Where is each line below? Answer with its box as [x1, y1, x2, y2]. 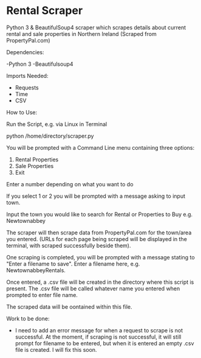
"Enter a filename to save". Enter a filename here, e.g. [6, 260, 140, 267]
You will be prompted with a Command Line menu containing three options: [6, 144, 195, 151]
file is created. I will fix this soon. [15, 346, 97, 353]
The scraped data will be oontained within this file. [6, 303, 132, 311]
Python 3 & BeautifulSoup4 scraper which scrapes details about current [6, 24, 186, 31]
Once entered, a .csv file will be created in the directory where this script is [6, 278, 194, 286]
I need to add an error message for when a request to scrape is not [15, 326, 183, 334]
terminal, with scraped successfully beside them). [6, 242, 131, 249]
